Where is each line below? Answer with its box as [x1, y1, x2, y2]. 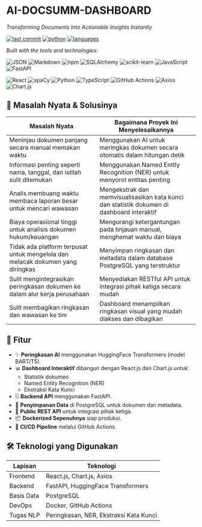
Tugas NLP [9, 511, 40, 520]
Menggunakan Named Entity [99, 160, 180, 169]
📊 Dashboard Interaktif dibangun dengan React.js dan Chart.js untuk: [14, 364, 189, 371]
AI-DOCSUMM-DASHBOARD [6, 4, 151, 17]
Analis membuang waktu [9, 189, 79, 197]
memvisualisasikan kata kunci [99, 193, 184, 201]
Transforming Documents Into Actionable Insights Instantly [6, 23, 152, 31]
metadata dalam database [99, 254, 173, 262]
